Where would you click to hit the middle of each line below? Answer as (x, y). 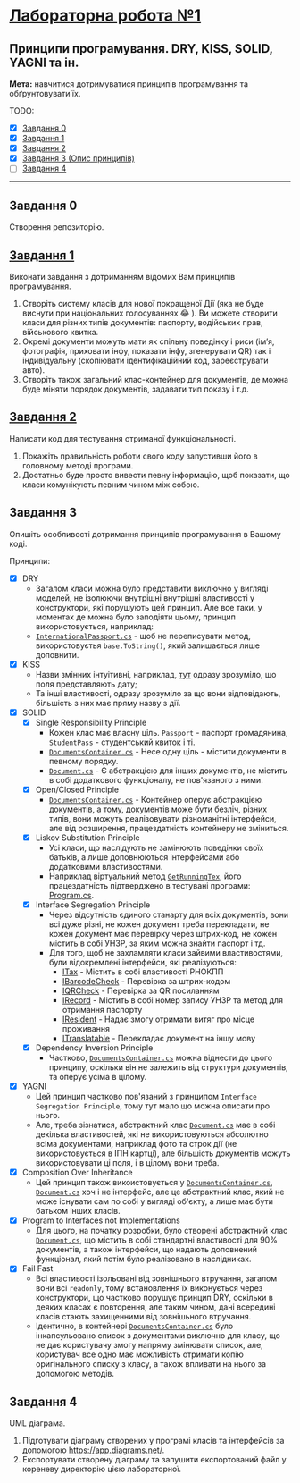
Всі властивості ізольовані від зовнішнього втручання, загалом (156, 1278)
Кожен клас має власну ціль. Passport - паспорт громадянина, (168, 732)
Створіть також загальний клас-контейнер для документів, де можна (155, 379)
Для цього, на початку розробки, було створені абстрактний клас (162, 1231)
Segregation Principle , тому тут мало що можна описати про (153, 1106)
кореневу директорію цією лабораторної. (101, 1469)
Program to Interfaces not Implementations (101, 1220)
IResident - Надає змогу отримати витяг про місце (158, 1019)
